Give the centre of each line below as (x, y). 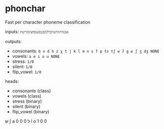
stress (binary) (27, 101)
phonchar (25, 9)
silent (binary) (26, 106)
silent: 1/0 (22, 66)
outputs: (14, 41)
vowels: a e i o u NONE (36, 56)
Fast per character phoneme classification (48, 22)
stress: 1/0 (23, 61)
